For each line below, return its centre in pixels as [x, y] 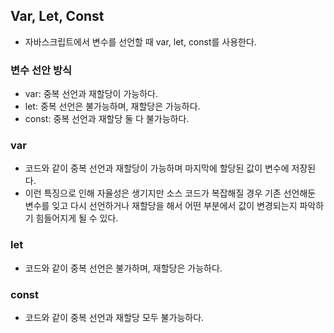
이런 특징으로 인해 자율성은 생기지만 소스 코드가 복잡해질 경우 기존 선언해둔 [170, 193]
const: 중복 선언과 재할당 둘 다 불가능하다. [107, 119]
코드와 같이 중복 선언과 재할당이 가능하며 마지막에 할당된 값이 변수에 [157, 168]
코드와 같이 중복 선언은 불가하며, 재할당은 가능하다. [123, 268]
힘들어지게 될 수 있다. [77, 218]
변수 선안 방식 [41, 70]
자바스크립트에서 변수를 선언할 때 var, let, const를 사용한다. [140, 41]
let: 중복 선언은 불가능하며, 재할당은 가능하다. [112, 106]
